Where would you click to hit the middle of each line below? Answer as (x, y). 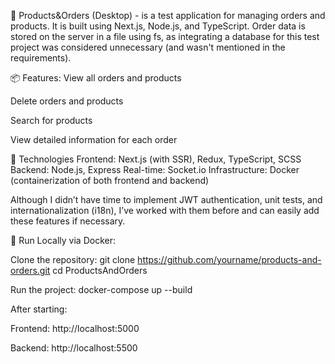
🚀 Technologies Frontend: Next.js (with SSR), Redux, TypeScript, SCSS (156, 159)
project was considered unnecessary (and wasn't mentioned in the (148, 47)
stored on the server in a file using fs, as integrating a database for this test (165, 36)
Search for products (51, 120)
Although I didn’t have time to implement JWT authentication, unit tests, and (166, 199)
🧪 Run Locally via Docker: (63, 240)
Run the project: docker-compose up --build (101, 289)
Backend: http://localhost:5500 (74, 348)
